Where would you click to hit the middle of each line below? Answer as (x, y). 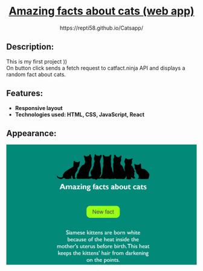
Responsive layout (39, 108)
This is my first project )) (37, 61)
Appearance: (31, 133)
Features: (25, 93)
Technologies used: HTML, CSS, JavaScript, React (80, 114)
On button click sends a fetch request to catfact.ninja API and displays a (96, 68)
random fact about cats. (36, 74)
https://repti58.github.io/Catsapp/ (101, 28)
